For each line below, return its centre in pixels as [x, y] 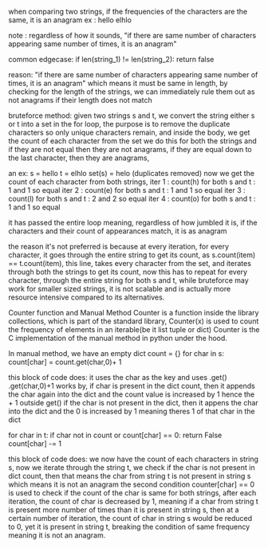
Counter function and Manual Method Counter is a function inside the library [134, 313]
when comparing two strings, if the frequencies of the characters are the [128, 12]
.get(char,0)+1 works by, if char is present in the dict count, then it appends [132, 386]
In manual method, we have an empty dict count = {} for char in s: [116, 353]
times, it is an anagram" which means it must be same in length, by [118, 83]
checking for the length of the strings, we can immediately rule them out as [132, 92]
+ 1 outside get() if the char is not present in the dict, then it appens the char [134, 403]
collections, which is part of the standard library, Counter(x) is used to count [134, 321]
